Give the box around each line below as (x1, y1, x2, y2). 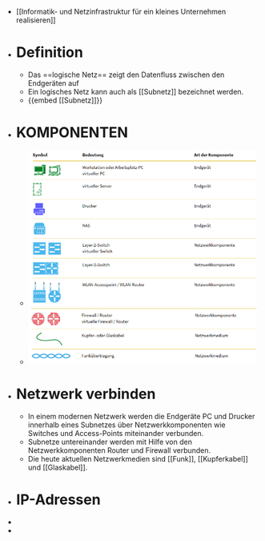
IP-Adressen (15, 491, 102, 509)
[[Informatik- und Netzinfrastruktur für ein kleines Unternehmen (15, 7, 227, 16)
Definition (15, 43, 84, 62)
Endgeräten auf (27, 78, 79, 87)
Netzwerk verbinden (15, 385, 156, 403)
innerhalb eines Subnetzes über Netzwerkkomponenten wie (27, 420, 226, 430)
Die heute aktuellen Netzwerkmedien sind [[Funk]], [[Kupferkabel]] (27, 454, 248, 463)
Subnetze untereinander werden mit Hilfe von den (27, 437, 192, 446)
